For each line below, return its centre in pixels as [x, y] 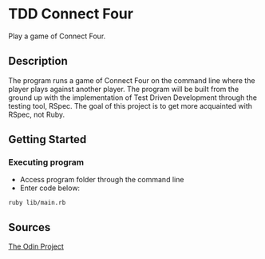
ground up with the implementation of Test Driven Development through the [133, 98]
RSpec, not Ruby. [37, 114]
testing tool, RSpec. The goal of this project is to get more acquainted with [131, 106]
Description [38, 61]
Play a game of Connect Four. [57, 36]
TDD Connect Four [71, 14]
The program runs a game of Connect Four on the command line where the [132, 80]
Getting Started [47, 139]
